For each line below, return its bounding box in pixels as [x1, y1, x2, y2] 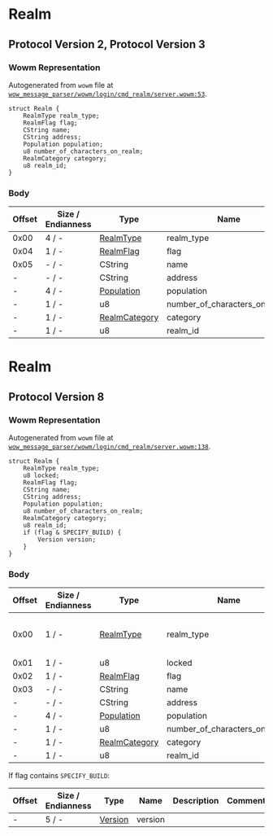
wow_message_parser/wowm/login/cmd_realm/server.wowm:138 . [8, 441, 211, 452]
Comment [227, 795, 266, 807]
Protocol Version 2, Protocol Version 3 [8, 37, 206, 51]
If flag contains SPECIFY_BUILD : [8, 771, 110, 781]
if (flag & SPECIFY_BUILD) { [23, 528, 122, 537]
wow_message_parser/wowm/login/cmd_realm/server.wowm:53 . [8, 89, 207, 98]
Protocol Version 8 [8, 390, 105, 404]
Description [172, 795, 219, 807]
